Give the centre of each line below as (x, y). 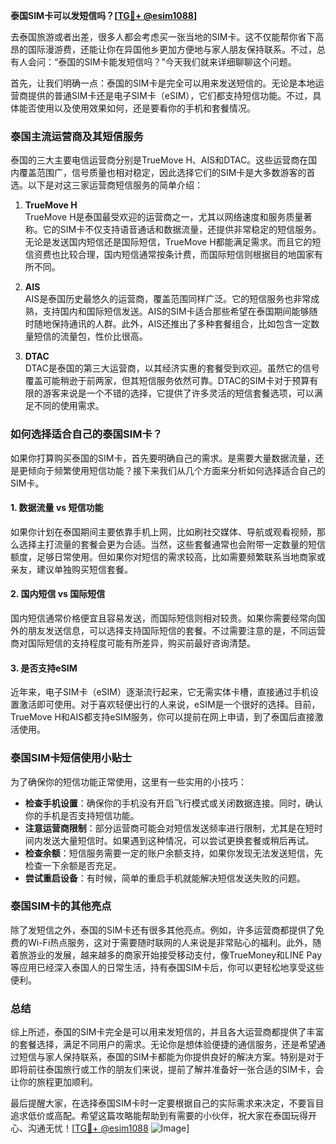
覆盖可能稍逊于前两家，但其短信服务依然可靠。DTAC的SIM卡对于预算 (167, 381)
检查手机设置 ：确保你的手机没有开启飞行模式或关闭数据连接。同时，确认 (173, 803)
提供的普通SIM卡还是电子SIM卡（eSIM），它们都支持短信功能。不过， (170, 95)
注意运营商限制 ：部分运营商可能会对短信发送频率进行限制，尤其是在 (165, 828)
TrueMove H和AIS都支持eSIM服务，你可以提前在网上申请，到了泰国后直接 (162, 717)
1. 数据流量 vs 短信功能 (57, 508)
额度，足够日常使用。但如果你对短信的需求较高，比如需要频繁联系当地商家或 (168, 556)
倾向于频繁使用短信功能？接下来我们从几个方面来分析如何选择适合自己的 (176, 470)
